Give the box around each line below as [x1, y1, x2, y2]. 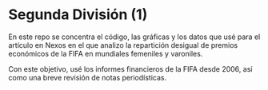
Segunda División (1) [8, 6, 148, 24]
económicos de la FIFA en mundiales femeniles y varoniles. [8, 49, 203, 58]
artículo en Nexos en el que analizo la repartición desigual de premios [8, 40, 238, 49]
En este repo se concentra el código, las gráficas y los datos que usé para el [8, 32, 261, 41]
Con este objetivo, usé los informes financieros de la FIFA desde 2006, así [8, 64, 253, 73]
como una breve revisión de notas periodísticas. [8, 72, 166, 82]
